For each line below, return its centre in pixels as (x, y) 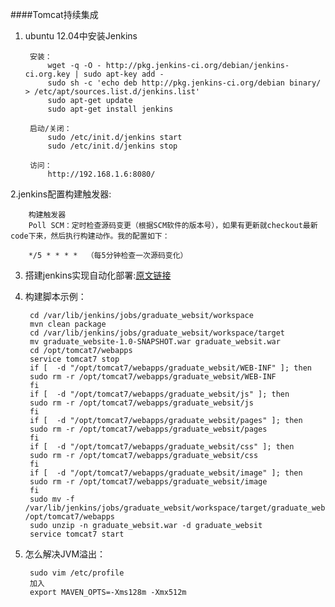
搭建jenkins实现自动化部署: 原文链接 (98, 275)
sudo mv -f (52, 499)
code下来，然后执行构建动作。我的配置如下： (90, 236)
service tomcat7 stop (74, 359)
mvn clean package (68, 324)
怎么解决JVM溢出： (65, 554)
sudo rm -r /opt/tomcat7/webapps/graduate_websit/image (148, 482)
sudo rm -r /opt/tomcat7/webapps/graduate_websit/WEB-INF (153, 377)
